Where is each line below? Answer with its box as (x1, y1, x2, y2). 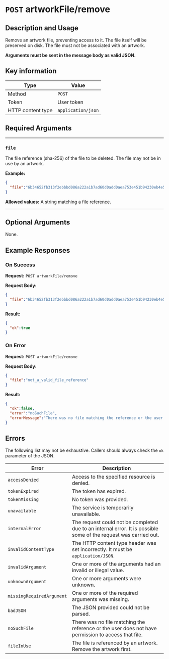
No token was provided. (72, 496, 128, 503)
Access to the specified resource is (72, 474, 155, 481)
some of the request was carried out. (72, 532, 159, 539)
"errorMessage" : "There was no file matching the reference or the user (10, 415, 163, 420)
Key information (5, 67, 57, 75)
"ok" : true (10, 325, 30, 331)
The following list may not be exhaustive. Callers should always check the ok (5, 447, 164, 453)
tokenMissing (8, 497, 39, 502)
